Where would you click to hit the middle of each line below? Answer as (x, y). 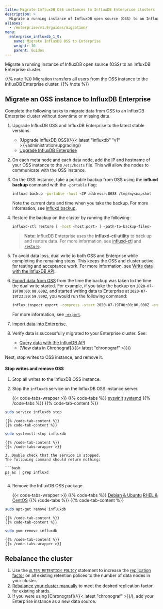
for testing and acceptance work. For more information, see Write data (82, 266)
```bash (13, 468)
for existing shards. (31, 591)
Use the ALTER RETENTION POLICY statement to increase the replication (81, 571)
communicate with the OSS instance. (49, 170)
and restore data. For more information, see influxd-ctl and (83, 241)
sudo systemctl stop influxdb (36, 434)
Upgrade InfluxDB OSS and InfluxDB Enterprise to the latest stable (78, 126)
